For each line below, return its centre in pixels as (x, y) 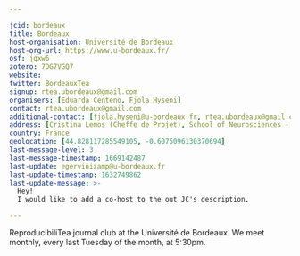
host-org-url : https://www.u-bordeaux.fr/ (89, 50)
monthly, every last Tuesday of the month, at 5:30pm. (108, 242)
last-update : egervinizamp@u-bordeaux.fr (87, 166)
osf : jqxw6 (29, 59)
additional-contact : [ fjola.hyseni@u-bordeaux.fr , (105, 117)
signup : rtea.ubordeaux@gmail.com (74, 91)
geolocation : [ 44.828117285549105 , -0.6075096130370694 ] (117, 142)
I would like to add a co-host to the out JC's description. (133, 200)
